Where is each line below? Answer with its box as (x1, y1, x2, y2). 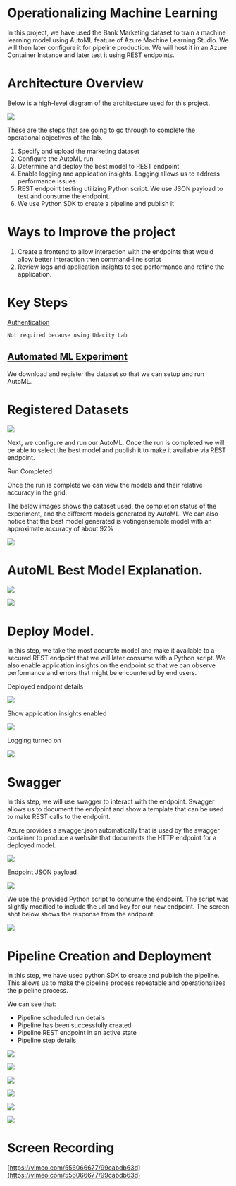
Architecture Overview (7, 75, 144, 92)
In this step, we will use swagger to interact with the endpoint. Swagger (7, 797, 215, 806)
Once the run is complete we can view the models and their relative (7, 480, 203, 489)
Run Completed (7, 467, 53, 476)
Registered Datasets (7, 401, 129, 418)
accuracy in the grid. (7, 488, 68, 497)
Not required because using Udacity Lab (7, 332, 128, 339)
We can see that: (7, 1000, 56, 1008)
